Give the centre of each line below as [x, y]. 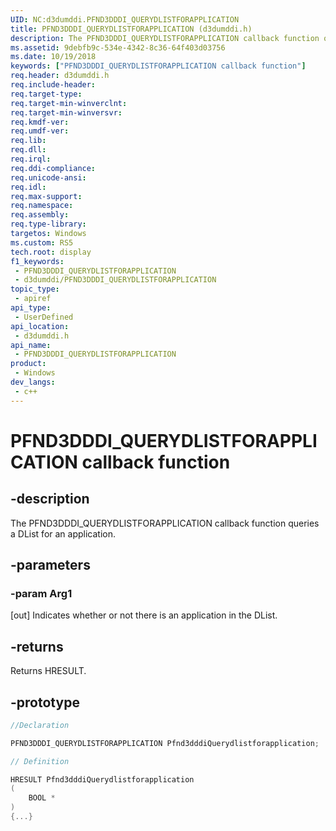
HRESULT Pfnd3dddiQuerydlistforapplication [102, 779]
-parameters [50, 565]
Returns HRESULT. [48, 671]
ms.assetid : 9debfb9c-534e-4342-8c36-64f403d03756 [118, 47]
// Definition [40, 761]
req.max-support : [46, 196]
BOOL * [42, 798]
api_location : [40, 326]
